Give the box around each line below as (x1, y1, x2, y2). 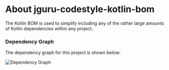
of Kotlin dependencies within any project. (5, 25, 94, 31)
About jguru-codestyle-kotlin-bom (5, 4, 155, 15)
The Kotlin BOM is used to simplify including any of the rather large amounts (5, 20, 164, 26)
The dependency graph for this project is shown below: (5, 49, 121, 56)
